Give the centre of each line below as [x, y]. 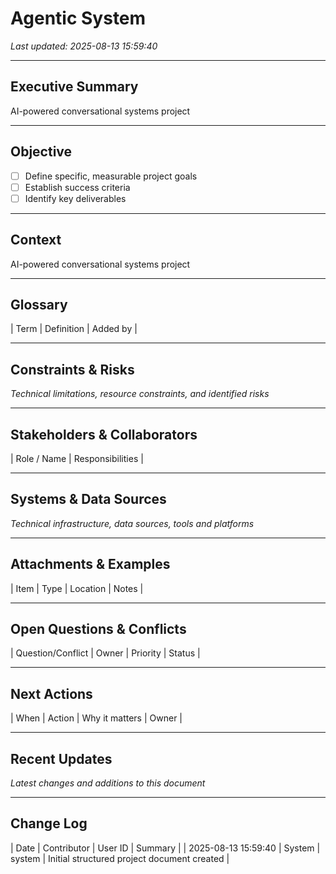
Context [36, 240]
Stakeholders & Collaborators [104, 434]
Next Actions [51, 693]
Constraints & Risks [72, 369]
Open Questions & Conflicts [98, 629]
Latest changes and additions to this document [108, 783]
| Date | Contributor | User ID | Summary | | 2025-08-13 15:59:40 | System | [165, 848]
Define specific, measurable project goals [111, 176]
